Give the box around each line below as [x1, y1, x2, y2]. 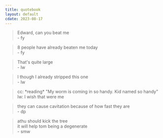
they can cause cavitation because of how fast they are [17, 104, 130, 110]
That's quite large [17, 59, 53, 65]
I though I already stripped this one [17, 74, 89, 80]
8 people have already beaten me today [17, 45, 98, 51]
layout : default [5, 12, 38, 17]
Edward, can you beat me [17, 30, 69, 36]
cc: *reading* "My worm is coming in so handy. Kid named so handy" [17, 89, 159, 95]
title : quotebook [5, 7, 41, 12]
